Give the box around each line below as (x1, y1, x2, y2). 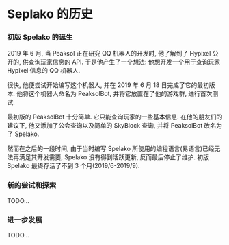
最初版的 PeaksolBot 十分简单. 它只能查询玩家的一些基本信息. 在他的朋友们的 (7, 113, 223, 121)
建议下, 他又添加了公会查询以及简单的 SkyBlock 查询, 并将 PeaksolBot (7, 121, 203, 130)
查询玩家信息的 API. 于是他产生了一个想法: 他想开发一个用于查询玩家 (28, 58, 221, 66)
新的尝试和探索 (7, 180, 57, 190)
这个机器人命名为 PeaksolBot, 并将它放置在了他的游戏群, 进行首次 (28, 90, 213, 98)
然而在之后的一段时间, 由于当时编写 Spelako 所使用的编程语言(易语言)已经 (7, 145, 215, 153)
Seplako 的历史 (7, 6, 93, 22)
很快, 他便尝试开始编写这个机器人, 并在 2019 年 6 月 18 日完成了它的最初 (7, 81, 210, 89)
